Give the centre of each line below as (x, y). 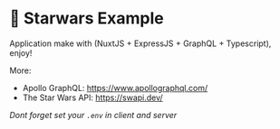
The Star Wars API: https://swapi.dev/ (92, 97)
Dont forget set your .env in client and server (93, 115)
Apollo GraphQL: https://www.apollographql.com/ (115, 88)
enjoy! (21, 52)
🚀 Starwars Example (87, 18)
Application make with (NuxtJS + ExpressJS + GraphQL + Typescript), (140, 43)
